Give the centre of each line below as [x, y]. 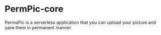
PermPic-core [34, 9]
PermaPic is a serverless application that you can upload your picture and [80, 22]
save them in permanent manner [38, 27]
